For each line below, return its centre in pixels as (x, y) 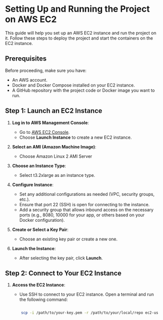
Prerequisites (26, 59)
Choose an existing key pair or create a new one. (68, 239)
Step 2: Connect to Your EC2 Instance (63, 273)
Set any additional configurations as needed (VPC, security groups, (87, 194)
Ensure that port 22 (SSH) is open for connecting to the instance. (84, 204)
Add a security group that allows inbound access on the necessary (86, 210)
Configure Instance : (33, 185)
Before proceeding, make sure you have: (46, 70)
